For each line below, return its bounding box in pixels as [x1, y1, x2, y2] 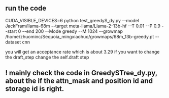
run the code [5, 4, 47, 13]
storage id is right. [5, 84, 64, 93]
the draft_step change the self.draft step [5, 54, 89, 60]
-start [5, 28, 17, 34]
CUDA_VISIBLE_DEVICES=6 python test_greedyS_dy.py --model [5, 17, 140, 23]
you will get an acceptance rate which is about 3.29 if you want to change [5, 48, 160, 55]
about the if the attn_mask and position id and [5, 77, 153, 85]
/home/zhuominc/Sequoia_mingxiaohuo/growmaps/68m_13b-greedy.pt [5, 33, 154, 39]
